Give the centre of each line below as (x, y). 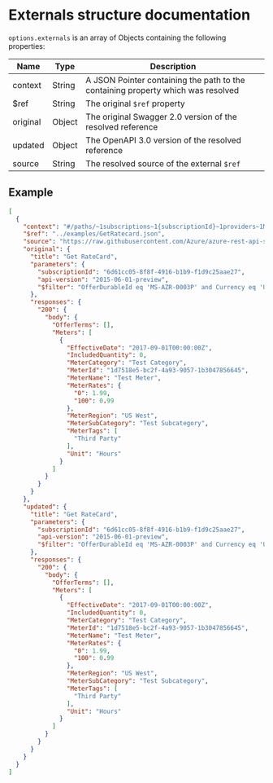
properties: (27, 46)
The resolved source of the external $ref (163, 163)
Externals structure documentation (129, 15)
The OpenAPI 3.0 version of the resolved (163, 140)
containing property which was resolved (162, 90)
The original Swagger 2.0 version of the (161, 117)
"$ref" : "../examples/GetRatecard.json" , (94, 234)
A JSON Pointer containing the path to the (165, 80)
